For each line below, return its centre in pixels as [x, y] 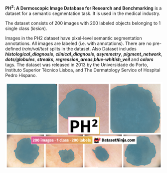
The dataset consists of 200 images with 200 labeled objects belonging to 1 [83, 23]
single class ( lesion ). [26, 28]
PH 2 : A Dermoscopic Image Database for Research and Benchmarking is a [83, 8]
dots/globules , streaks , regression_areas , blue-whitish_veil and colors [79, 59]
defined [13, 48]
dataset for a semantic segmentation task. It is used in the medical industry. [83, 13]
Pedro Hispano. [21, 75]
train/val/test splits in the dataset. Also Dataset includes [80, 48]
